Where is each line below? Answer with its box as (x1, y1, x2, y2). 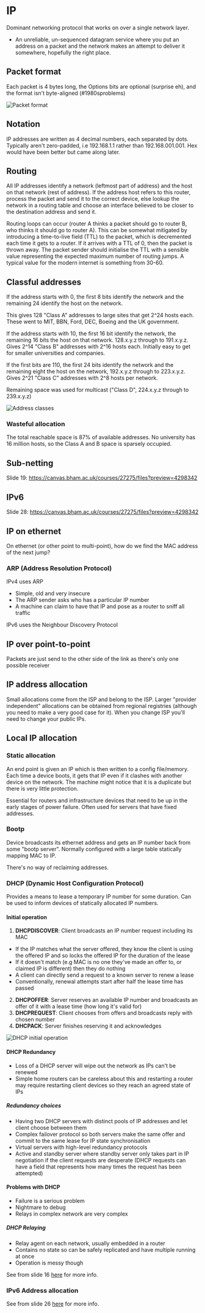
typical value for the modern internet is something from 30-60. (6, 259, 164, 266)
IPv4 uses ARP (6, 578, 44, 585)
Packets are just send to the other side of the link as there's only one (6, 655, 179, 663)
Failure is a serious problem (15, 1197, 85, 1204)
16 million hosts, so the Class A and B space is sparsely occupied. (6, 440, 172, 448)
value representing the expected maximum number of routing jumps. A (6, 252, 184, 260)
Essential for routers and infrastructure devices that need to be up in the (6, 797, 188, 804)
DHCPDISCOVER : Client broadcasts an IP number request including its (15, 927, 193, 935)
